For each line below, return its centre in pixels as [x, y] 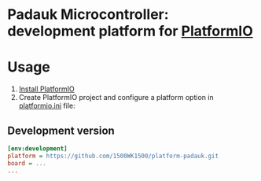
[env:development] [37, 148]
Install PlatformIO [47, 89]
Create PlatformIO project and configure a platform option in [116, 98]
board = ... [27, 163]
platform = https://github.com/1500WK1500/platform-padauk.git [113, 156]
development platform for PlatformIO [130, 31]
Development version [61, 130]
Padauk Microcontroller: [88, 15]
